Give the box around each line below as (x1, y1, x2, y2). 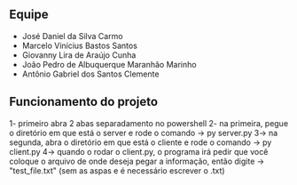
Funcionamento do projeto (9, 94, 158, 109)
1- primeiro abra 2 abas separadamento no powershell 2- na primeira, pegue (9, 117, 289, 128)
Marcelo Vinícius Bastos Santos (21, 40, 137, 51)
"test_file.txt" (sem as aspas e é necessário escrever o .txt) (9, 165, 225, 176)
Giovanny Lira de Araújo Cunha (21, 49, 137, 60)
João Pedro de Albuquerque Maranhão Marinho (21, 59, 197, 69)
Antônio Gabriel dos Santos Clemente (21, 68, 160, 79)
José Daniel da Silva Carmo (21, 30, 123, 41)
